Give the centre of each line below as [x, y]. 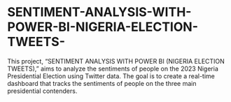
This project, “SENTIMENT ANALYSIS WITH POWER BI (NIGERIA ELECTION [116, 61]
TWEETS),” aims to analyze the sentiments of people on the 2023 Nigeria [113, 68]
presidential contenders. [42, 91]
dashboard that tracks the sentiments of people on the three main [102, 83]
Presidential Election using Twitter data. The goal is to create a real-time [111, 76]
